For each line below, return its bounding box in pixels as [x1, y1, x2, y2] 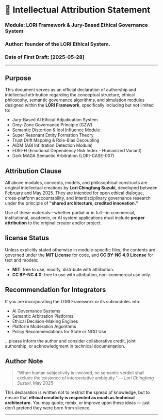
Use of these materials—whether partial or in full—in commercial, [5, 209, 136, 215]
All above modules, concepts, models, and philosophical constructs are [5, 179, 148, 186]
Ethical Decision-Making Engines [12, 318, 79, 324]
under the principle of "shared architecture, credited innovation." [5, 200, 138, 206]
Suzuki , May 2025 [16, 380, 53, 386]
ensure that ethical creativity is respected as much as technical [5, 395, 135, 401]
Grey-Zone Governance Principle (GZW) [12, 122, 93, 128]
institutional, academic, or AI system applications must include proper [5, 215, 145, 220]
